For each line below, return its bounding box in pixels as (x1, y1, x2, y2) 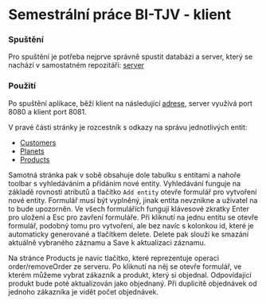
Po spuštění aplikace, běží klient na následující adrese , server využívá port (8, 98, 252, 108)
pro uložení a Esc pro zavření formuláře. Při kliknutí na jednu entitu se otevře (8, 212, 259, 222)
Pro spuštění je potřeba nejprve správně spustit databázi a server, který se (8, 52, 253, 61)
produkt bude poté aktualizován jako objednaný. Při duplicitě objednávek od (8, 279, 257, 288)
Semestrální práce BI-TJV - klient (8, 6, 232, 24)
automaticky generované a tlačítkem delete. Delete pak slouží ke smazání (8, 229, 249, 239)
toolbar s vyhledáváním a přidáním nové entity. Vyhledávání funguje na (8, 178, 241, 188)
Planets (19, 146, 45, 156)
